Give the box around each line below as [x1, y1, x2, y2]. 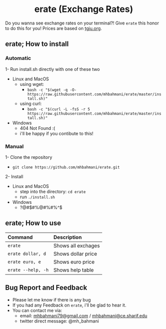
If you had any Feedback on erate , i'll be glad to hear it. [12, 302, 127, 308]
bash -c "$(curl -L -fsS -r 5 [27, 106, 90, 112]
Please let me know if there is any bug [12, 297, 91, 303]
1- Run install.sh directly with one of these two [5, 66, 100, 72]
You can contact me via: [12, 307, 62, 313]
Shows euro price [53, 258, 95, 265]
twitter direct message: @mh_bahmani [19, 318, 99, 324]
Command [7, 234, 33, 241]
